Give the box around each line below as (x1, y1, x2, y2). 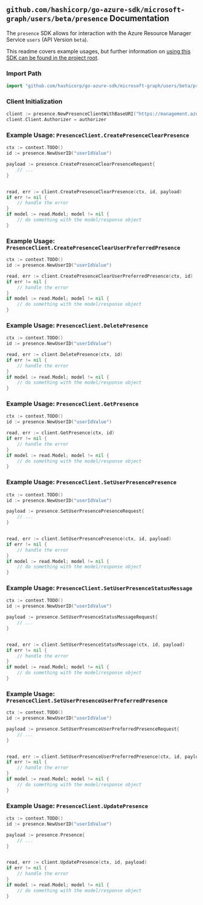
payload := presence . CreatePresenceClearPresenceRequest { (6, 161, 155, 168)
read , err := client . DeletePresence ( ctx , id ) (6, 352, 123, 358)
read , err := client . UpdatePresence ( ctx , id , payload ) (6, 860, 147, 866)
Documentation (109, 13, 170, 24)
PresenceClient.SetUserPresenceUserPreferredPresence (6, 697, 168, 704)
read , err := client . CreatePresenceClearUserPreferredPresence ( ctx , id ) (6, 273, 193, 279)
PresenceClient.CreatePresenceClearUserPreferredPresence (6, 244, 181, 251)
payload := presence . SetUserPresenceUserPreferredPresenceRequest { (6, 726, 180, 732)
